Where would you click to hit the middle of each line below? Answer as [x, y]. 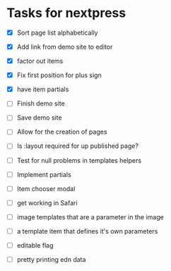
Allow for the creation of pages [62, 132]
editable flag [35, 245]
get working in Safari [47, 202]
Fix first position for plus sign [59, 75]
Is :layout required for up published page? [78, 146]
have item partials [43, 89]
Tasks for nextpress [66, 13]
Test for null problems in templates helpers [79, 160]
